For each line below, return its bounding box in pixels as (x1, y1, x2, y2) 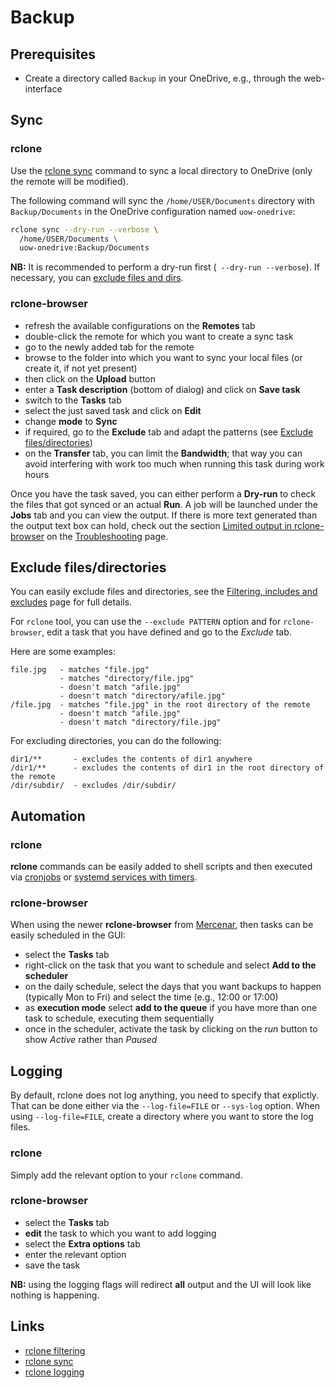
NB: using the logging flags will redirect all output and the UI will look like (10, 1278, 312, 1290)
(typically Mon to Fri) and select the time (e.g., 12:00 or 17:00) (24, 991, 279, 1003)
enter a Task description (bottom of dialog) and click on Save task (24, 383, 301, 395)
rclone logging (24, 1366, 85, 1378)
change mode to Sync (24, 415, 118, 427)
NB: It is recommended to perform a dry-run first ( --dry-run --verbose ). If (10, 261, 320, 273)
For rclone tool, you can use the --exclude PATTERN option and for (10, 616, 282, 628)
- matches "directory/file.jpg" (59, 674, 195, 684)
